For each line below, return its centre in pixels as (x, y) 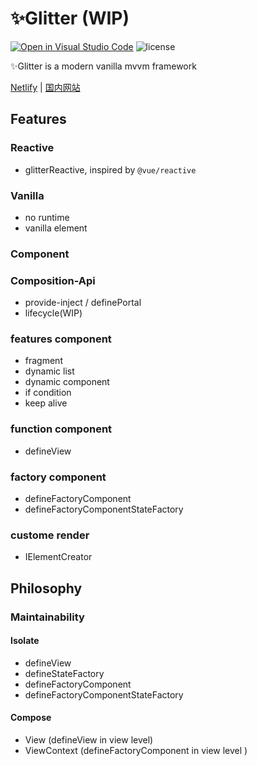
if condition (48, 393)
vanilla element (56, 228)
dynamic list (49, 371)
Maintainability (47, 617)
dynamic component (67, 382)
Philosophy (46, 588)
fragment (43, 361)
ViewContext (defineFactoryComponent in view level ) (136, 751)
